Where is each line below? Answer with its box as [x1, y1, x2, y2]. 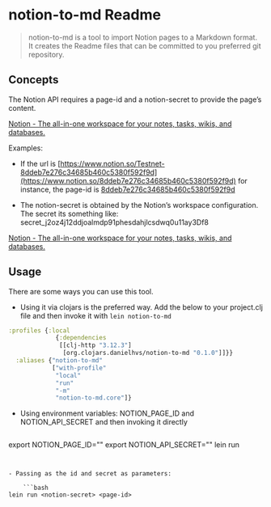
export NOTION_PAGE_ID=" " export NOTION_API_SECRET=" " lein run [8, 440, 240, 450]
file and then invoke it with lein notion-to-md [19, 311, 171, 320]
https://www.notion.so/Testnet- [60, 158, 165, 168]
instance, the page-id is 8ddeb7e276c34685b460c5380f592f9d [19, 184, 236, 194]
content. [8, 103, 36, 112]
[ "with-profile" [51, 364, 107, 372]
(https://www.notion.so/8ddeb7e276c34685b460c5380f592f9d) [19, 175, 236, 185]
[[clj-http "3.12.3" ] [59, 341, 132, 349]
